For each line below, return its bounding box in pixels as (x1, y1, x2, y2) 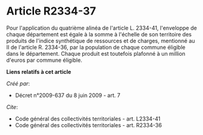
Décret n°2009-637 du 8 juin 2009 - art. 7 (15, 91, 121, 99)
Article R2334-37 (6, 4, 96, 18)
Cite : (6, 103, 18, 110)
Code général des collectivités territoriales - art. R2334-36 (15, 121, 162, 128)
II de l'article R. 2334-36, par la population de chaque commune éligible (6, 44, 186, 51)
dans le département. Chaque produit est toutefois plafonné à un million (6, 50, 186, 57)
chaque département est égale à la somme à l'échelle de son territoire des (6, 30, 192, 38)
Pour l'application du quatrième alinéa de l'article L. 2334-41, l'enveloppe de (6, 24, 197, 31)
